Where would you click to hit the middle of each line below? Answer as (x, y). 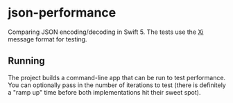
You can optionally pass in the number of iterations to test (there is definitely (117, 85)
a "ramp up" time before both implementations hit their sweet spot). (104, 92)
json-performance (62, 13)
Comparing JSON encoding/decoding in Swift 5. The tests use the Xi (106, 32)
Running (27, 61)
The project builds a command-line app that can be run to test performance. (117, 77)
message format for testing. (48, 39)
